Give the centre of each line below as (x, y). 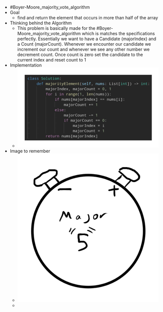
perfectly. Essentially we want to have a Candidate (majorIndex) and (87, 39)
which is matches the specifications (118, 33)
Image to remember (30, 151)
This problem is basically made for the (56, 28)
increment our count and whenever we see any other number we (83, 49)
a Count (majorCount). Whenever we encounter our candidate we (84, 44)
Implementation (26, 65)
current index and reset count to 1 (52, 60)
